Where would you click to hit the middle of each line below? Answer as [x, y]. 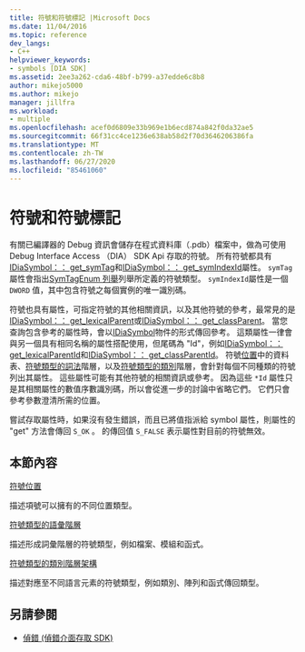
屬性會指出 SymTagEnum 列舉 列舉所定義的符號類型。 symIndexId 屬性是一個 [149, 279]
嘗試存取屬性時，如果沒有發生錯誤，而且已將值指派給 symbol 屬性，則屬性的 [152, 420]
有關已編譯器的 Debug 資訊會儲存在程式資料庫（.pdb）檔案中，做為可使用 [148, 245]
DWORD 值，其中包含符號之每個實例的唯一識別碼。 [100, 290]
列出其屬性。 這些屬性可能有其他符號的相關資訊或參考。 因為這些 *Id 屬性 [148, 377]
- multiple [30, 119]
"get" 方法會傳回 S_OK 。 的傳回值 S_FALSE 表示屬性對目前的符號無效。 [140, 431]
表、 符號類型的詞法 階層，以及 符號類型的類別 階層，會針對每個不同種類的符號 [152, 366]
